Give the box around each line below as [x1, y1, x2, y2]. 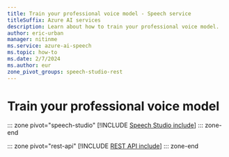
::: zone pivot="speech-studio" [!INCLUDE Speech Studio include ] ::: [7, 121, 204, 129]
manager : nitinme [7, 36, 58, 43]
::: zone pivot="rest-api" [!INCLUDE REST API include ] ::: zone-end [7, 142, 199, 150]
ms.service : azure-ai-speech [7, 42, 92, 49]
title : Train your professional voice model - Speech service [7, 10, 191, 17]
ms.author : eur [7, 62, 52, 69]
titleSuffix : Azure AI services [7, 17, 101, 24]
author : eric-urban [7, 29, 64, 37]
